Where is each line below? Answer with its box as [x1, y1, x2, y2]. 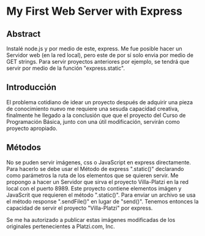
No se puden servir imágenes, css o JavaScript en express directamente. [6, 158, 192, 166]
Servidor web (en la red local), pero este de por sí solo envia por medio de [6, 51, 194, 59]
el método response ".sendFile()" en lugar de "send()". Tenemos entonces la [6, 197, 199, 205]
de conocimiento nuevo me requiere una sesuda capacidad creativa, [6, 105, 179, 112]
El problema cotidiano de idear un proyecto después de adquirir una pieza [6, 98, 193, 105]
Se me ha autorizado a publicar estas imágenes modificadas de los [6, 216, 176, 223]
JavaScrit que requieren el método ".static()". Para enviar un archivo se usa [6, 191, 196, 199]
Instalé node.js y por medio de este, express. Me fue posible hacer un [6, 45, 182, 52]
